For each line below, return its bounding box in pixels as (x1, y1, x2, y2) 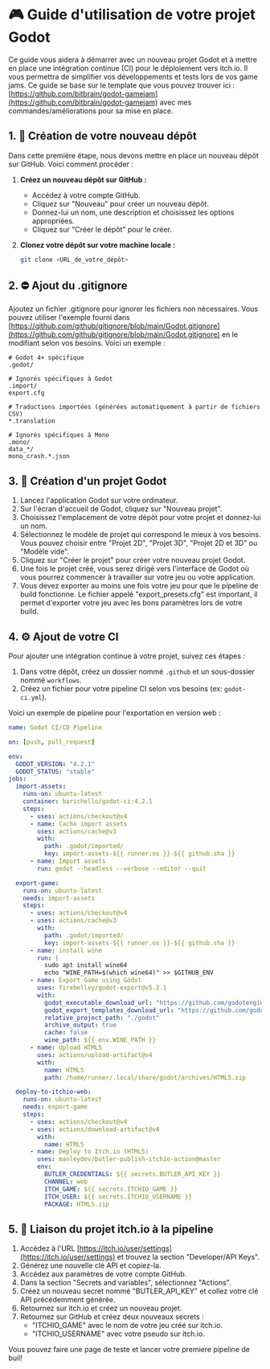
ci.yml (19, 694, 43, 703)
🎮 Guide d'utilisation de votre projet (8, 6, 256, 24)
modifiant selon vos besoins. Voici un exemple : (8, 338, 166, 348)
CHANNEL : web (43, 1178, 88, 1186)
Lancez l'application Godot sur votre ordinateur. (19, 495, 178, 506)
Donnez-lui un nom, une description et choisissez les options (31, 207, 235, 217)
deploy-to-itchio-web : (15, 1088, 92, 1096)
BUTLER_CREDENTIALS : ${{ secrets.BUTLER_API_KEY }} (43, 1170, 221, 1178)
